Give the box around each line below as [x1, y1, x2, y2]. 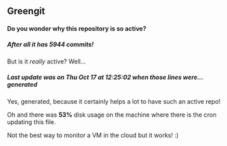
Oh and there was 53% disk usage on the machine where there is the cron [7, 111, 217, 119]
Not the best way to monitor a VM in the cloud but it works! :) [7, 131, 179, 139]
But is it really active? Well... [7, 57, 86, 65]
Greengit [7, 5, 46, 17]
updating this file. [7, 117, 56, 126]
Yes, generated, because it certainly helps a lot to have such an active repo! [7, 97, 221, 105]
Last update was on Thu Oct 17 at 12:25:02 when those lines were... [7, 73, 204, 81]
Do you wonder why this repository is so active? [7, 24, 147, 33]
